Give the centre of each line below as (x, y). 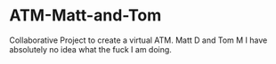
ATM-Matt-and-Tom (85, 16)
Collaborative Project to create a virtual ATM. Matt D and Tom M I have (138, 40)
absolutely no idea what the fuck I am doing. (90, 49)
